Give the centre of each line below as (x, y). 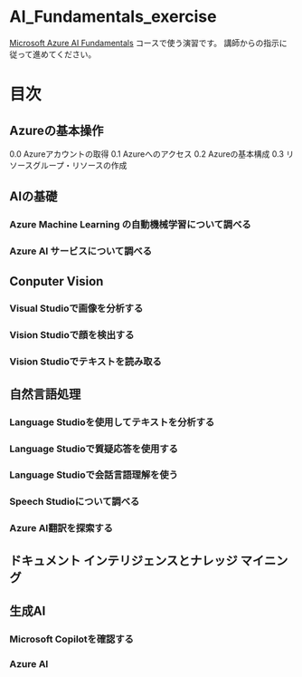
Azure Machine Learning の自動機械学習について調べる (130, 225)
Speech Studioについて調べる (75, 502)
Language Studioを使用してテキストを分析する (112, 421)
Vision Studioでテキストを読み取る (86, 362)
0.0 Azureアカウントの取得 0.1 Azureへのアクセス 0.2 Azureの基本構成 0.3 (147, 154)
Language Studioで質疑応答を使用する (94, 449)
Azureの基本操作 (57, 130)
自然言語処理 (45, 394)
